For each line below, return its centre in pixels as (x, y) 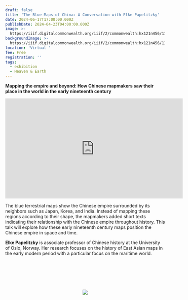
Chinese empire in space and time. (42, 233)
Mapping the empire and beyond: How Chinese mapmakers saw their (79, 86)
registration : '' (24, 57)
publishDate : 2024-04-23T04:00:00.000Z (47, 24)
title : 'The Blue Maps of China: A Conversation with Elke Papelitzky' (82, 15)
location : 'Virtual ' (28, 48)
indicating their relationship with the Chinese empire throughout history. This (85, 222)
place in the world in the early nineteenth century (58, 91)
